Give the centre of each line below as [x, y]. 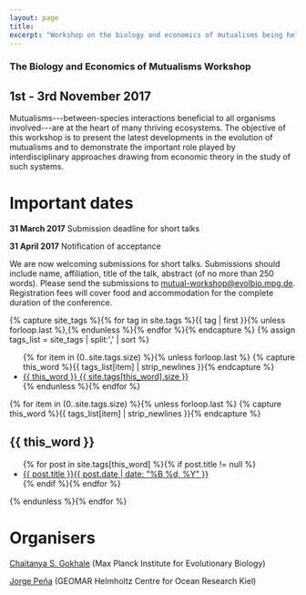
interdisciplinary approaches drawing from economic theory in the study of [150, 157]
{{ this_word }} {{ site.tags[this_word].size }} [106, 377]
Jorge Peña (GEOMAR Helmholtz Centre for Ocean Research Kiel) [133, 580]
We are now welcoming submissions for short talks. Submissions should [145, 264]
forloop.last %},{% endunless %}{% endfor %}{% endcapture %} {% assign [153, 330]
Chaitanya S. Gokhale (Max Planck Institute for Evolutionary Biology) [138, 563]
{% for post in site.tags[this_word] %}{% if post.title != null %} [139, 464]
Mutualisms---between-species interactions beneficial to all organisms [143, 118]
